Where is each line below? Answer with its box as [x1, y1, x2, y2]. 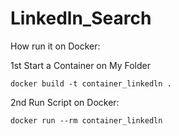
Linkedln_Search [10, 7, 152, 30]
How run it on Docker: [10, 40, 101, 52]
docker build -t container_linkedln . [10, 78, 172, 89]
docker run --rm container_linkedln [10, 115, 163, 126]
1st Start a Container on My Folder [10, 59, 151, 71]
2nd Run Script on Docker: [10, 96, 120, 108]
